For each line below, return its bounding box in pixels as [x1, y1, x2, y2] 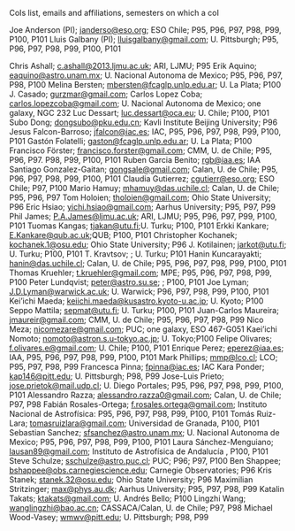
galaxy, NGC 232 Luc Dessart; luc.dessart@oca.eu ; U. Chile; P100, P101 [9, 108, 269, 118]
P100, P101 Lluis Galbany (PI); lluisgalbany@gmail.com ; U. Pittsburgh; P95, [9, 35, 279, 44]
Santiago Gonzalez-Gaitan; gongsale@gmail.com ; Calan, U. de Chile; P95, [9, 164, 278, 174]
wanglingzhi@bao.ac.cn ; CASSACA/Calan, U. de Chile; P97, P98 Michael [9, 503, 273, 512]
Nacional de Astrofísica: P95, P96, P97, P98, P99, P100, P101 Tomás [9, 409, 255, 419]
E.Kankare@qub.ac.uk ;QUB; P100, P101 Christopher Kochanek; [9, 230, 238, 240]
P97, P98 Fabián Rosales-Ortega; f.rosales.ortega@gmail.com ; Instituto [9, 399, 268, 410]
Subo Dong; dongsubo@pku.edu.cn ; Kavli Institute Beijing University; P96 [9, 117, 278, 127]
